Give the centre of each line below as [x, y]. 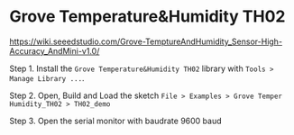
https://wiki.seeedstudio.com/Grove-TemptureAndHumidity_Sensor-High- [146, 41]
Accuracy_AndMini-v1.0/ [55, 50]
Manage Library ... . [47, 77]
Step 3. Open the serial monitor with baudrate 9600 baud [116, 121]
